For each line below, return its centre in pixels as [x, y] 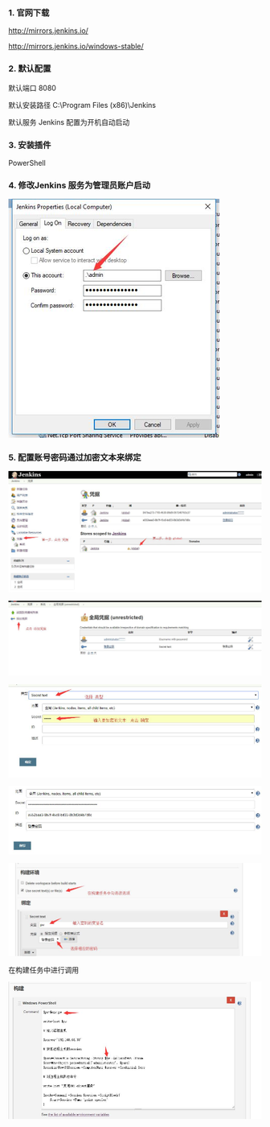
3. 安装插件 [30, 145]
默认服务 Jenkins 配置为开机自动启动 [69, 122]
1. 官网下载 [29, 12]
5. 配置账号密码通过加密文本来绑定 [75, 458]
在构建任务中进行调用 [43, 970]
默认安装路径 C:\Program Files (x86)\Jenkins [82, 105]
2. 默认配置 [30, 68]
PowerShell [27, 163]
